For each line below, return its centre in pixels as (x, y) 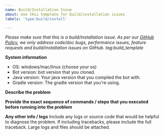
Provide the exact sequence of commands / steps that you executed (77, 102)
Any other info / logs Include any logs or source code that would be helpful (82, 117)
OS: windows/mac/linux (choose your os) (55, 67)
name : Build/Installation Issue (38, 10)
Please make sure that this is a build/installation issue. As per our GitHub (80, 37)
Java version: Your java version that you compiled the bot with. (77, 78)
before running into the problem (39, 107)
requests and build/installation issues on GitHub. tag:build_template (74, 48)
